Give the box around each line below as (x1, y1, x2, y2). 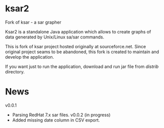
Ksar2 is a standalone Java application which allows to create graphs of (5, 29, 152, 34)
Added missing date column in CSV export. (12, 117, 100, 123)
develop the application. (5, 54, 54, 60)
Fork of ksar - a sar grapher (5, 19, 62, 25)
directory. (5, 68, 25, 74)
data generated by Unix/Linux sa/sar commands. (5, 34, 105, 40)
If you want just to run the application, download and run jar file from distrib (5, 64, 159, 69)
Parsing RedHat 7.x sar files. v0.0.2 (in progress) (12, 112, 111, 118)
